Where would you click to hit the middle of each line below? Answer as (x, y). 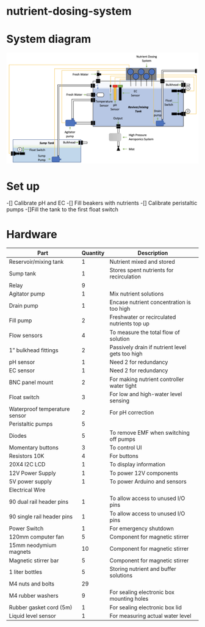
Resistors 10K (27, 456)
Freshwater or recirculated (143, 317)
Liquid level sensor (32, 615)
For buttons (124, 456)
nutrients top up (129, 324)
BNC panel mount (31, 382)
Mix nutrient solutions (137, 294)
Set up (23, 186)
